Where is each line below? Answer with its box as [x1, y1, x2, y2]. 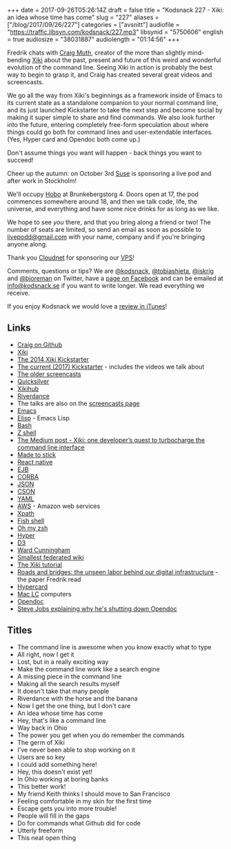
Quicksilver [17, 377, 50, 385]
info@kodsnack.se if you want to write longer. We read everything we [7, 282, 205, 289]
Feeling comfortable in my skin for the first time [17, 797, 152, 805]
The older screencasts [17, 369, 81, 378]
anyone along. [7, 240, 48, 248]
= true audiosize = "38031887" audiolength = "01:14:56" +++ [7, 35, 181, 43]
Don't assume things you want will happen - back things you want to [7, 148, 202, 157]
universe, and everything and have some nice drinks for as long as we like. [7, 205, 219, 213]
